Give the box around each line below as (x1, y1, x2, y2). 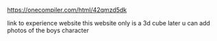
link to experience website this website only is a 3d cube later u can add (7, 19, 211, 27)
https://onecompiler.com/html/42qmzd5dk (7, 6, 127, 14)
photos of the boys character (7, 27, 89, 34)
